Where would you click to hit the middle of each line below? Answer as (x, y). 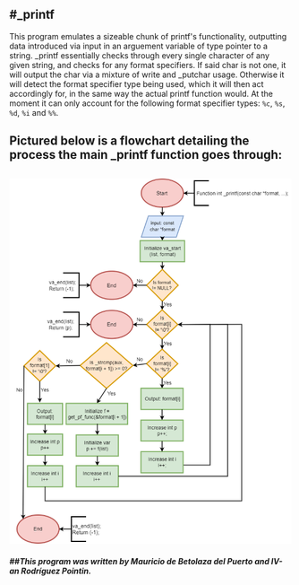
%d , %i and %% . (34, 112)
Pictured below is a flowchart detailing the (129, 141)
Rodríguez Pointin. (56, 571)
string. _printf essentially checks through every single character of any (140, 55)
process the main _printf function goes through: (146, 155)
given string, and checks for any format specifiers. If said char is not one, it (148, 65)
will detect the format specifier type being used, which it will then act (137, 83)
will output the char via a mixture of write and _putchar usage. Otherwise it (147, 74)
